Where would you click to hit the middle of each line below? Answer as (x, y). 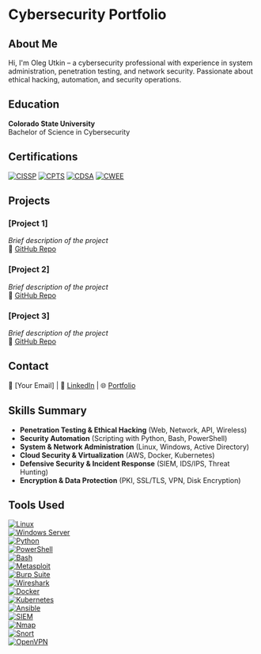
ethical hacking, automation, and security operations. (95, 80)
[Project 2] (29, 269)
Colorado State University (52, 124)
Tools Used (36, 505)
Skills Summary (47, 411)
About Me (33, 44)
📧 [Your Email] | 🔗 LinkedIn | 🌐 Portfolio (72, 385)
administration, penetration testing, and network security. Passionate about (130, 71)
